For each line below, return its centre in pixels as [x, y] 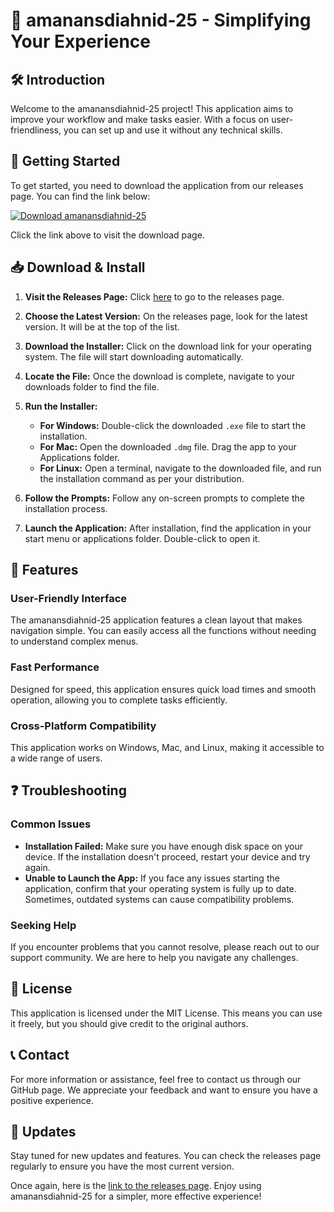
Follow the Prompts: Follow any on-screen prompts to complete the [164, 498]
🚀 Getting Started [65, 161]
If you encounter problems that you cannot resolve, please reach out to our [165, 946]
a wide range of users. [56, 758]
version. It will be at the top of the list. [102, 326]
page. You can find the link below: [80, 196]
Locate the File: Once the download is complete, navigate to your [160, 376]
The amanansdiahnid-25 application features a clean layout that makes [156, 620]
